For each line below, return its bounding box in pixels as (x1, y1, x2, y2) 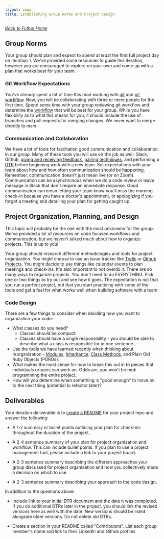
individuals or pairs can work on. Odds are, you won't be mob (12, 367, 137, 373)
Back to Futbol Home (5, 25, 48, 31)
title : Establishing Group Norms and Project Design (5, 12, 115, 17)
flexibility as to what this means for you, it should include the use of (5, 112, 141, 118)
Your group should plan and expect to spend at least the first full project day (5, 52, 159, 58)
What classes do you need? (12, 325, 69, 331)
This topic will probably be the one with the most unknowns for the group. (5, 225, 154, 231)
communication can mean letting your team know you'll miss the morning (5, 187, 153, 194)
